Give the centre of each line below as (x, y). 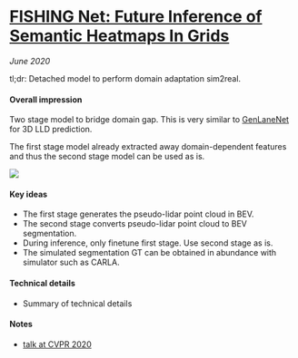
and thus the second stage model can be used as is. (107, 157)
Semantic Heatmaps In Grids (119, 36)
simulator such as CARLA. (71, 262)
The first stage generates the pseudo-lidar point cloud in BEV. (138, 214)
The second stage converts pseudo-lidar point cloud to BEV (134, 224)
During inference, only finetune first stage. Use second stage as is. (148, 243)
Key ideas (29, 194)
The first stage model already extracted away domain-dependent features (148, 147)
